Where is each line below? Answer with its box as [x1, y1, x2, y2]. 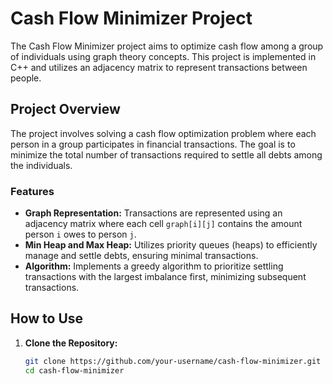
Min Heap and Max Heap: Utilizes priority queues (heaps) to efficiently [24, 239, 318, 251]
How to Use [10, 310, 84, 327]
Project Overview [10, 101, 121, 118]
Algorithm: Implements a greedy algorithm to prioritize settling [24, 260, 284, 272]
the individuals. [10, 159, 73, 171]
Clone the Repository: [24, 337, 118, 349]
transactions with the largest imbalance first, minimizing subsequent [24, 271, 307, 283]
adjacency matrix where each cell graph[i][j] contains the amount [24, 218, 303, 230]
